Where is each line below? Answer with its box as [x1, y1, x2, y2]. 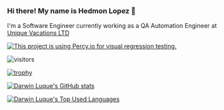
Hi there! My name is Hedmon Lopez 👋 [7, 6, 137, 16]
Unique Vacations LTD [7, 29, 70, 37]
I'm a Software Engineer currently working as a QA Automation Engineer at [7, 22, 217, 30]
